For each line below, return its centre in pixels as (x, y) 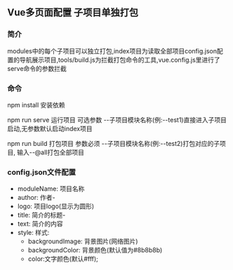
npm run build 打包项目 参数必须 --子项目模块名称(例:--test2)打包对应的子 (113, 143)
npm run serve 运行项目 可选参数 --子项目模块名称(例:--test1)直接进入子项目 (117, 120)
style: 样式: (33, 233)
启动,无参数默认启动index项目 (50, 128)
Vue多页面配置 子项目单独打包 (73, 13)
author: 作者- (36, 198)
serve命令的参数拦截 (37, 68)
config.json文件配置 (41, 172)
